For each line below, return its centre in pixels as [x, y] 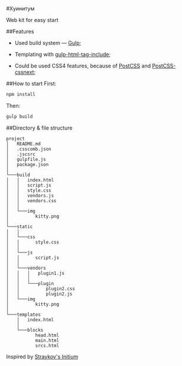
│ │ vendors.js [30, 195]
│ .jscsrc [21, 154]
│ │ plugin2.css [41, 289]
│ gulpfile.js [26, 159]
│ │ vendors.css [32, 200]
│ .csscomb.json [29, 149]
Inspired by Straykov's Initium [42, 357]
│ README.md [24, 144]
